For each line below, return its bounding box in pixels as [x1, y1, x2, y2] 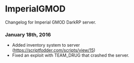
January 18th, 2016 [5, 31, 51, 38]
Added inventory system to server [12, 42, 80, 48]
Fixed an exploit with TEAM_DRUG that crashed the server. [12, 52, 130, 58]
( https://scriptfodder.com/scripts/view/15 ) [12, 47, 96, 53]
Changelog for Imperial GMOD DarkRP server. [5, 19, 96, 25]
